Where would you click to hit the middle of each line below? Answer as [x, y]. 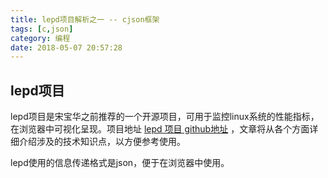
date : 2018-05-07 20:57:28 [66, 47]
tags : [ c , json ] [42, 29]
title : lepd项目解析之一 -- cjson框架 [85, 19]
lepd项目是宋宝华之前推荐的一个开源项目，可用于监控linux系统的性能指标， [165, 117]
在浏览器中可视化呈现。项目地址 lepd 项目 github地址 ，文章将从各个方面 [160, 129]
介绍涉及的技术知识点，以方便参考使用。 [102, 142]
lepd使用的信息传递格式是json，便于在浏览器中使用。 [120, 163]
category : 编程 [40, 38]
